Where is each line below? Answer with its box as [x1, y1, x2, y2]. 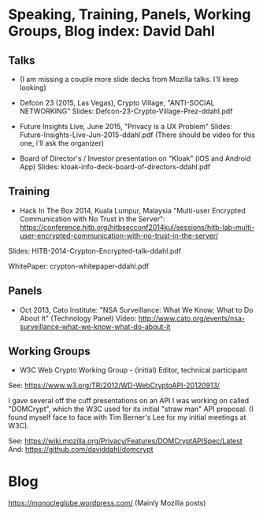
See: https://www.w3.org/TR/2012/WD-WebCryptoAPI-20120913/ [8, 380, 220, 391]
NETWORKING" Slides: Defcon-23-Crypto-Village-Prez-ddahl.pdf [19, 106, 233, 116]
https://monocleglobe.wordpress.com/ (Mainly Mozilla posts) [8, 498, 206, 508]
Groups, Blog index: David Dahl [8, 22, 215, 40]
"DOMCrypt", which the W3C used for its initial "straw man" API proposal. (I [8, 404, 254, 414]
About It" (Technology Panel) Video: [19, 313, 137, 323]
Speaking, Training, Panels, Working [8, 6, 251, 24]
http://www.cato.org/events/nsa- [138, 313, 246, 323]
